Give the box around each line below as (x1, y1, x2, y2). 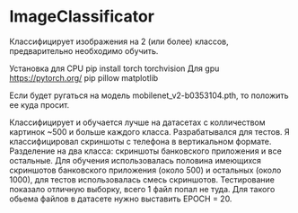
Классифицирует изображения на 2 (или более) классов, (9, 36, 229, 47)
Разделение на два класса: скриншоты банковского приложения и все (9, 146, 283, 156)
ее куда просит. (9, 99, 70, 110)
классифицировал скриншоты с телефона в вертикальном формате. (9, 136, 272, 146)
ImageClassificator (9, 6, 155, 27)
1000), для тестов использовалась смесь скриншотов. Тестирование (9, 173, 276, 185)
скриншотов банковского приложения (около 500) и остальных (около (9, 164, 282, 175)
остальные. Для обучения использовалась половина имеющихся (9, 155, 262, 165)
